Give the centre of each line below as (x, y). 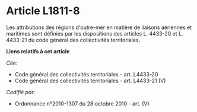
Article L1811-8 (43, 11)
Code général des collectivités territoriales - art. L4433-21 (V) (90, 81)
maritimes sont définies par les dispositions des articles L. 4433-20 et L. (95, 33)
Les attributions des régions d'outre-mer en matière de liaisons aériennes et (99, 27)
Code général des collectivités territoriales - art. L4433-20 (86, 74)
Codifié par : (21, 92)
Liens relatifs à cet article (38, 51)
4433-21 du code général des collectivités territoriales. (73, 40)
